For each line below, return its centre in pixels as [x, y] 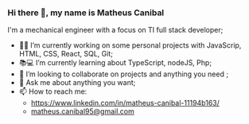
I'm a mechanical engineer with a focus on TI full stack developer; [115, 30]
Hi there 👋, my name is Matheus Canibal [86, 13]
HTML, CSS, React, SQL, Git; [66, 54]
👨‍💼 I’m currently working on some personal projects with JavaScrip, [130, 45]
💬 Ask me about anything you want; [77, 83]
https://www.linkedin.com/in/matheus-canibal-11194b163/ [125, 103]
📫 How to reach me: [53, 91]
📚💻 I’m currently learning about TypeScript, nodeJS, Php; [115, 63]
